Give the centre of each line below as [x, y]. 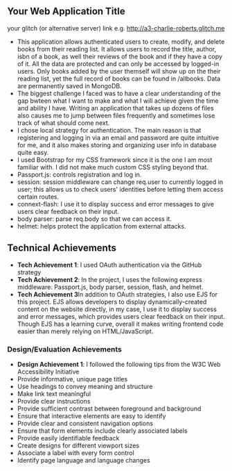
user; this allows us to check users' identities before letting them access [120, 189]
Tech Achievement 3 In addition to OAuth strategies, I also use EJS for [117, 294]
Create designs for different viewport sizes [78, 445]
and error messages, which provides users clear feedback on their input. [121, 316]
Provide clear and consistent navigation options [85, 423]
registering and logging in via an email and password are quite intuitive [118, 138]
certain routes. [38, 197]
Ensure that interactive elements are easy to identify [91, 415]
